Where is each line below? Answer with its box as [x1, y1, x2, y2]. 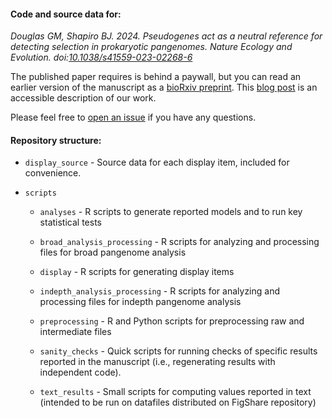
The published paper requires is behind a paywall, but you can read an [10, 71, 302, 83]
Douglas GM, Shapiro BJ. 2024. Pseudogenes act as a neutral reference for [10, 30, 323, 42]
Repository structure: [10, 134, 102, 146]
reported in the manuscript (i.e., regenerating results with [39, 356, 276, 368]
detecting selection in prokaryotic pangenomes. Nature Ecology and [10, 41, 293, 53]
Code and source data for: [10, 8, 122, 20]
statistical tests [39, 216, 102, 229]
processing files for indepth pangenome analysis [39, 296, 242, 308]
